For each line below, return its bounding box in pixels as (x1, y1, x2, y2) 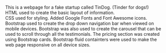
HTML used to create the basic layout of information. (5, 10, 115, 16)
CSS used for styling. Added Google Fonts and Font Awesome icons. (5, 15, 147, 21)
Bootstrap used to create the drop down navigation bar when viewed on (5, 20, 154, 26)
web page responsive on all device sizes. (5, 42, 91, 47)
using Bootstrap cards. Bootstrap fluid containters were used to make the (5, 36, 157, 42)
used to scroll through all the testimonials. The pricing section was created (5, 31, 160, 37)
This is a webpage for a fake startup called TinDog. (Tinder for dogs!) (5, 5, 149, 10)
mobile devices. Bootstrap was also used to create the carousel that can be (5, 26, 161, 32)
